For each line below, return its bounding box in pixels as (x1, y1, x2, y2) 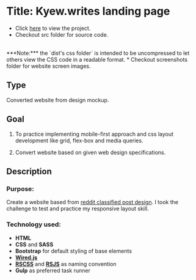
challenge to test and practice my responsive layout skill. (6, 205, 150, 212)
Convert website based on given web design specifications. (15, 149, 166, 156)
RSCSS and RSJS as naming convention (15, 260, 117, 267)
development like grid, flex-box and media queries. (15, 136, 143, 144)
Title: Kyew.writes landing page (6, 4, 170, 18)
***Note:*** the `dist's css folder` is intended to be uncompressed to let (6, 49, 190, 56)
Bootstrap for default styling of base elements (15, 247, 132, 254)
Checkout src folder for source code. (15, 31, 109, 38)
